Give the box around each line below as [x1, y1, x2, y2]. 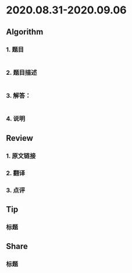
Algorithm [6, 27, 44, 37]
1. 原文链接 [6, 151, 36, 160]
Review [6, 133, 34, 143]
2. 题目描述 [6, 68, 37, 77]
